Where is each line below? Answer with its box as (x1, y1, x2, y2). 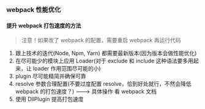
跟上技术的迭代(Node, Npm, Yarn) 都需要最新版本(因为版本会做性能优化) (15, 50, 197, 57)
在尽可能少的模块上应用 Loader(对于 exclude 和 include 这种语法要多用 (15, 57, 194, 65)
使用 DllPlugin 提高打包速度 (15, 96, 84, 103)
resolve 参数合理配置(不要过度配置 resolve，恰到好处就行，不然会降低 (15, 80, 192, 88)
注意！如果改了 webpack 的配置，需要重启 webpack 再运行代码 (21, 37, 181, 44)
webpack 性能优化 (6, 5, 61, 13)
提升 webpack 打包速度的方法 (6, 21, 81, 29)
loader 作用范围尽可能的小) (32, 65, 101, 72)
